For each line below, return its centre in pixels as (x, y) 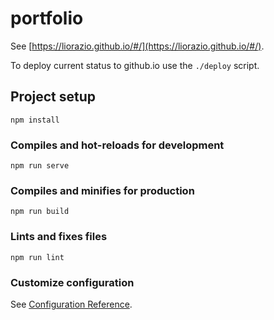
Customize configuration (72, 282)
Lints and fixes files (59, 237)
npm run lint (37, 257)
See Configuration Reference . (71, 304)
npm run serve (40, 166)
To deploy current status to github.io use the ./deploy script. (135, 65)
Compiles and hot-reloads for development (117, 145)
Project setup (53, 97)
